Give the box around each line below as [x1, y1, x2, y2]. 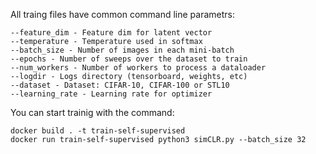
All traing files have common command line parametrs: [10, 9, 235, 20]
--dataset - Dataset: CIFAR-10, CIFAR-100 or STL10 [10, 80, 230, 90]
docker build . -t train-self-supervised [10, 126, 186, 136]
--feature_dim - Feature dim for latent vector [10, 28, 213, 38]
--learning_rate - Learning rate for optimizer [10, 89, 213, 99]
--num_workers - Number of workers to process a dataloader [10, 63, 267, 73]
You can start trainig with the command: [10, 107, 175, 118]
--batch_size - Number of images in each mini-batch [10, 45, 235, 55]
